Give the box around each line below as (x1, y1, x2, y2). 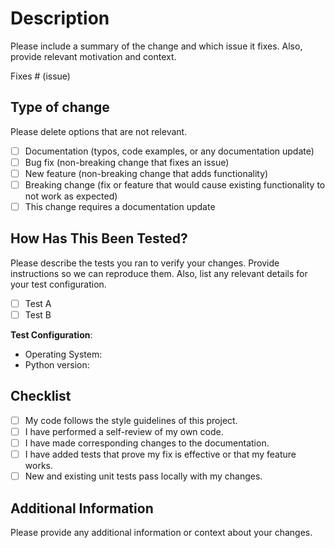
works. (24, 460, 53, 472)
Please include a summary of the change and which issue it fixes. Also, (10, 40, 303, 52)
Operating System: (24, 348, 103, 360)
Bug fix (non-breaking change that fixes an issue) (24, 156, 230, 168)
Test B (24, 308, 52, 321)
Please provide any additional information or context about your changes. (10, 526, 313, 538)
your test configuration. (10, 278, 107, 290)
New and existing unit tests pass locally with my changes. (24, 470, 263, 482)
